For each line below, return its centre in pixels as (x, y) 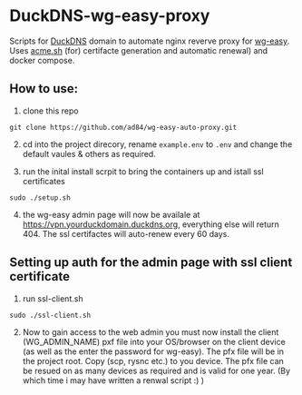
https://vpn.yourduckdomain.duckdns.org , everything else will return (151, 224)
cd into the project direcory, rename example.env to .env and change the (157, 144)
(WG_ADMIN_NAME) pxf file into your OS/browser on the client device (154, 341)
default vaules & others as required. (89, 153)
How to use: (44, 89)
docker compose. (42, 60)
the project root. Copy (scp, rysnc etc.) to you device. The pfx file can (153, 360)
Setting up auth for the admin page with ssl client (151, 263)
